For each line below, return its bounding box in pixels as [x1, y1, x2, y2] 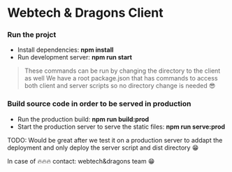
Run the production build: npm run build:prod [17, 115, 150, 123]
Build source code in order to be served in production [7, 99, 191, 109]
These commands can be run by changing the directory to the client [24, 66, 221, 75]
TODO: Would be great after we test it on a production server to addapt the [7, 136, 223, 144]
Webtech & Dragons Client [7, 5, 164, 21]
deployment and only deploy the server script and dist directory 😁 [7, 143, 199, 152]
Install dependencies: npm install [17, 45, 114, 54]
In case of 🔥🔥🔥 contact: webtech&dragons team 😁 [7, 157, 155, 165]
